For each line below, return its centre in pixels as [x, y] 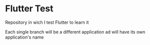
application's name [25, 37]
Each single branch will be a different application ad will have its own [75, 32]
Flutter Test [29, 9]
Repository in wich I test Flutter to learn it [47, 22]
